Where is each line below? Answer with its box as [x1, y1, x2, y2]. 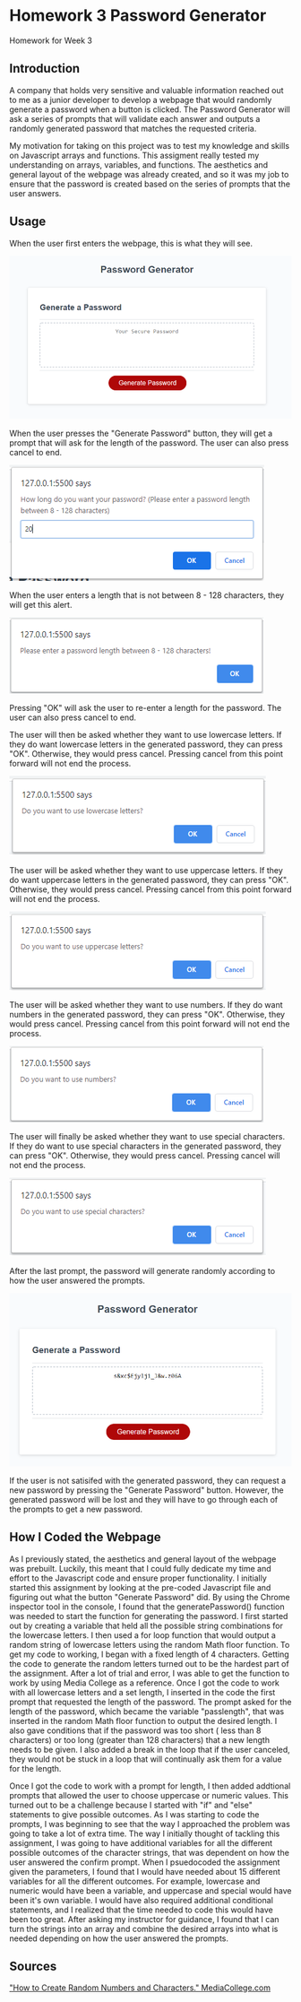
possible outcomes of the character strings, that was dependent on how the [9, 1847, 289, 1858]
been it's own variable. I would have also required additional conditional [9, 1894, 273, 1905]
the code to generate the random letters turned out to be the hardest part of [9, 1658, 289, 1668]
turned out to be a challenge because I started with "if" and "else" [9, 1799, 254, 1810]
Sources [9, 1958, 57, 1973]
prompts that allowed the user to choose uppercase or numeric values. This [9, 1790, 289, 1800]
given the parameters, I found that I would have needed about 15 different [9, 1866, 280, 1876]
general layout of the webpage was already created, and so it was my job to [9, 169, 289, 179]
